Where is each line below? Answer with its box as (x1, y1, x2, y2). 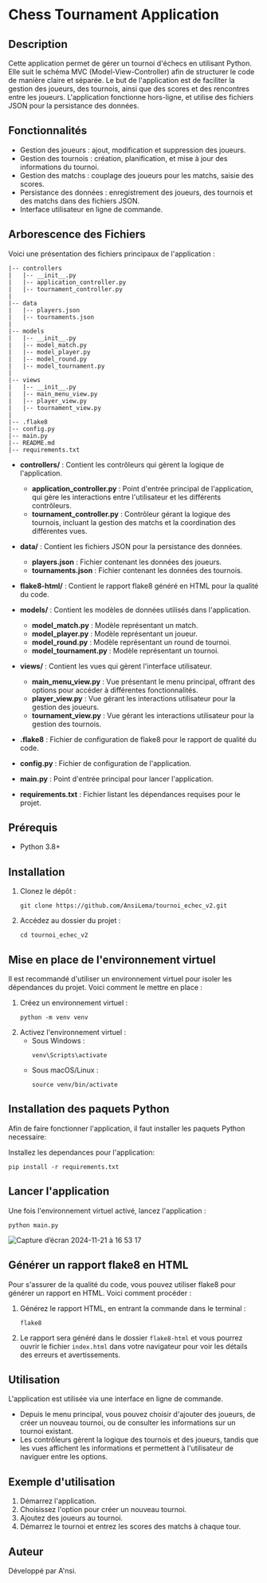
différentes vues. (31, 526, 88, 535)
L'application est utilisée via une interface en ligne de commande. (8, 1394, 223, 1403)
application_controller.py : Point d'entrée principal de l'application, (31, 484, 253, 493)
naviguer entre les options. (19, 1452, 108, 1462)
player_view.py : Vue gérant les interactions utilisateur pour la (31, 693, 236, 703)
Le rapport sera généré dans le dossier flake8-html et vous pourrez (19, 1332, 243, 1342)
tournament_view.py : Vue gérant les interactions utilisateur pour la (31, 710, 254, 720)
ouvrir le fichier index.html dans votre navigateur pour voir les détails (19, 1341, 248, 1351)
